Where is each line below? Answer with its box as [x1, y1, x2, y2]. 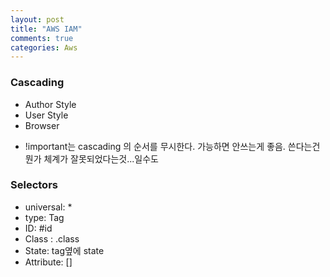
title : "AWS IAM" [10, 24, 83, 34]
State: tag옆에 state [24, 244, 105, 256]
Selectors [10, 178, 58, 192]
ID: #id [24, 222, 53, 234]
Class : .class [24, 232, 80, 245]
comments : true [10, 33, 74, 43]
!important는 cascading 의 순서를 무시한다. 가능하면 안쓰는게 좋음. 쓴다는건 [24, 140, 321, 152]
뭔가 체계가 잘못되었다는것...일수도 [24, 152, 159, 165]
